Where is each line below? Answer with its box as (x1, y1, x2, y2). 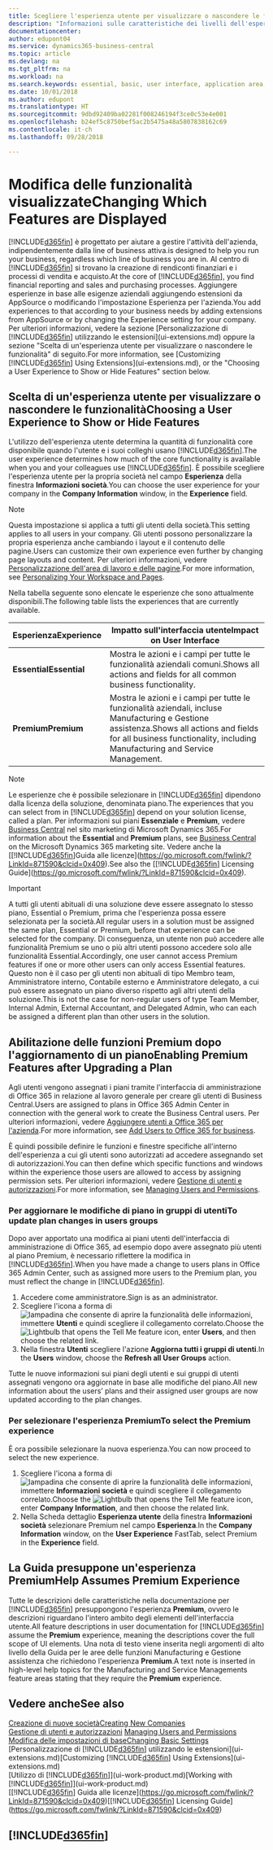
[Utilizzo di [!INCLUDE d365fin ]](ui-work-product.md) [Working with (8, 1770, 233, 1780)
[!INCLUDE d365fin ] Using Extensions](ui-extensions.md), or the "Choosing (8, 357, 260, 367)
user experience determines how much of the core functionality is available (8, 454, 261, 464)
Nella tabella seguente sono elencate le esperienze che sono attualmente (8, 588, 254, 598)
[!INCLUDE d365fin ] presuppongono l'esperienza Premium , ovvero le (8, 1604, 240, 1614)
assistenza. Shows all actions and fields (109, 723, 259, 734)
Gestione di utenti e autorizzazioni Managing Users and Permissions (8, 1727, 237, 1737)
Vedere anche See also (8, 1696, 124, 1710)
